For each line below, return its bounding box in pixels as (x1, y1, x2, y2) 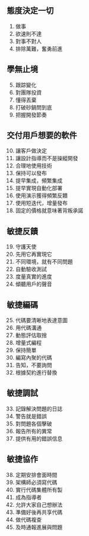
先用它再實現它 (15, 250, 52, 258)
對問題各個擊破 (15, 420, 52, 427)
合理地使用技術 (15, 162, 52, 169)
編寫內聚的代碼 (15, 354, 52, 362)
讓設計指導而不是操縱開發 (15, 155, 78, 162)
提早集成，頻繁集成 (15, 177, 63, 184)
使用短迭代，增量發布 (15, 200, 68, 207)
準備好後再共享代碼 (15, 509, 63, 516)
